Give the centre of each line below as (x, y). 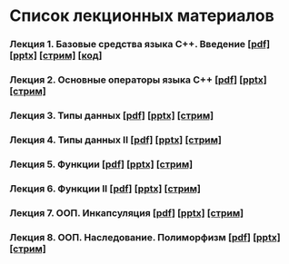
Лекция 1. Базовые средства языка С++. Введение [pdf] (140, 44)
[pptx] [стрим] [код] (56, 55)
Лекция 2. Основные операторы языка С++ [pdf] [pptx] (138, 80)
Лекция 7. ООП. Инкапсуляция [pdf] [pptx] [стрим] (126, 212)
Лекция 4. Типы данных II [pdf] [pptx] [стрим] (116, 140)
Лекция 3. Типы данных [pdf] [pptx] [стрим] (112, 115)
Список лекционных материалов (142, 16)
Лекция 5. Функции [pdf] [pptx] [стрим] (101, 164)
